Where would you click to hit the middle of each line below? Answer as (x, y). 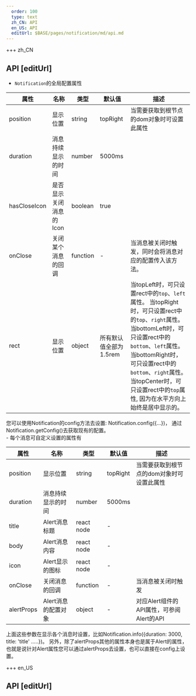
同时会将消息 (160, 251)
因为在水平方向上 (163, 399)
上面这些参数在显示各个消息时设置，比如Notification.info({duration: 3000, (94, 634)
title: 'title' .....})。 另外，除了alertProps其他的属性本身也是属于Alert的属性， (97, 641)
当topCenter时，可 (156, 381)
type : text (24, 17)
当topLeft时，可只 (155, 284)
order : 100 (24, 11)
